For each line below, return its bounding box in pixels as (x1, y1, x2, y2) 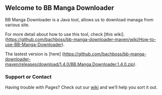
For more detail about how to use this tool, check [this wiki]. (5, 31, 125, 37)
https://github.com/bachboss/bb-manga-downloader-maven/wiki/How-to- (6, 36, 157, 42)
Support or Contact (5, 73, 52, 80)
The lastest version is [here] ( (5, 51, 64, 57)
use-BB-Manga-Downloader (5, 41, 62, 47)
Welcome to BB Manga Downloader (5, 4, 114, 12)
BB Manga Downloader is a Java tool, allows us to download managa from (5, 16, 154, 22)
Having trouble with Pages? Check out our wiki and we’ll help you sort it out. (5, 84, 158, 90)
